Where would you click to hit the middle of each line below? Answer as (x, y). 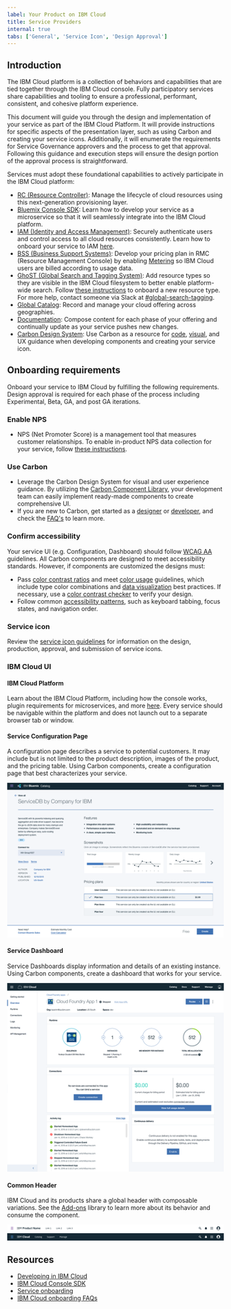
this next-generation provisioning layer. (73, 203)
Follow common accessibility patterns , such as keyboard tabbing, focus (119, 601)
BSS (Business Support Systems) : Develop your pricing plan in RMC (113, 254)
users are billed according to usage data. (75, 268)
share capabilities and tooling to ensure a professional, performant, (102, 96)
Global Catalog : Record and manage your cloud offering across (107, 305)
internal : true (29, 29)
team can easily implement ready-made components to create (105, 497)
